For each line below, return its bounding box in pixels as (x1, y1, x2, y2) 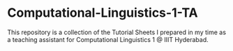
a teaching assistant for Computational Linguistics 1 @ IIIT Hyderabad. (7, 35, 209, 43)
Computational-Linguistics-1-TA (7, 5, 199, 21)
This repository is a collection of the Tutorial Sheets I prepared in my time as (7, 28, 227, 36)
